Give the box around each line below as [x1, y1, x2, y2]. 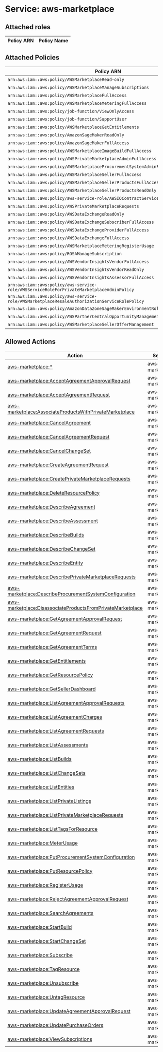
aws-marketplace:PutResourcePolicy [7, 867, 93, 874]
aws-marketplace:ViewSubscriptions [7, 1035, 93, 1042]
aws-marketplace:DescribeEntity [7, 559, 83, 566]
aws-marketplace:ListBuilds [7, 755, 72, 762]
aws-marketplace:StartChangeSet [7, 937, 86, 944]
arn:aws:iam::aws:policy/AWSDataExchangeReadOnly [7, 211, 125, 217]
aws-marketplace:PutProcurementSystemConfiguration [7, 854, 135, 861]
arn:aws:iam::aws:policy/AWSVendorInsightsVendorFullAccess [7, 259, 149, 264]
